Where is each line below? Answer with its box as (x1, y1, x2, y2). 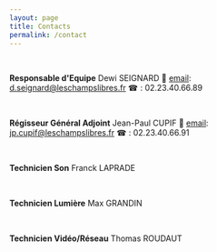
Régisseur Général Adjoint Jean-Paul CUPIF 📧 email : (9, 117, 209, 128)
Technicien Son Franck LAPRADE (9, 163, 136, 174)
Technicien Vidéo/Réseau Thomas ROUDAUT (9, 233, 183, 244)
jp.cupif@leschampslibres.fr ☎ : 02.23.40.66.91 (9, 127, 190, 138)
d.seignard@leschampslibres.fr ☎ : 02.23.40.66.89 (9, 83, 202, 94)
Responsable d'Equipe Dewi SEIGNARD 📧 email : (9, 73, 192, 84)
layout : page (9, 13, 59, 23)
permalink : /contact (9, 30, 88, 39)
